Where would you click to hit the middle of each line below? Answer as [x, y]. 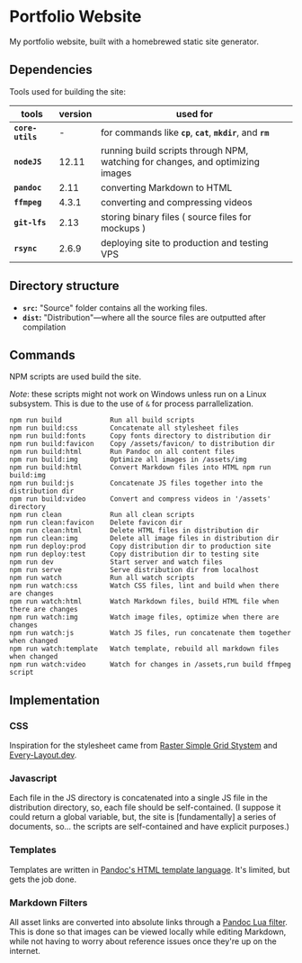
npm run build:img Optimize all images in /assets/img [128, 460]
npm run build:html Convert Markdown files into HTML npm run [140, 468]
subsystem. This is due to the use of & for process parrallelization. [131, 404]
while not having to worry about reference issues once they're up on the [143, 941]
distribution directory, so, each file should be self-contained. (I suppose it [145, 807]
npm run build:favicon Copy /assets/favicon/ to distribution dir [142, 444]
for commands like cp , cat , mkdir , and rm [185, 132]
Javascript [33, 778]
